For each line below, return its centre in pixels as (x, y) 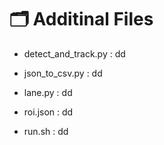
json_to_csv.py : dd (63, 73)
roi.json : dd (48, 112)
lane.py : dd (48, 92)
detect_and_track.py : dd (74, 53)
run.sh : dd (46, 131)
